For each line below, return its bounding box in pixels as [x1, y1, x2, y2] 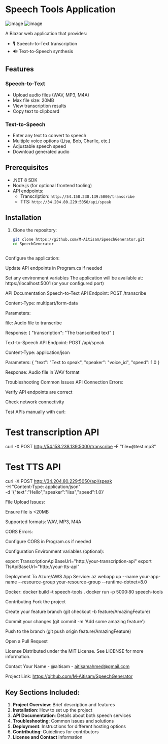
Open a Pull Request [5, 638, 48, 645]
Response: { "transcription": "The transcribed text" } [5, 330, 115, 336]
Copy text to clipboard [12, 108, 59, 114]
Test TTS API [5, 461, 61, 473]
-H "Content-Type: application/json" [5, 483, 81, 490]
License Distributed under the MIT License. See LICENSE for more [5, 648, 144, 654]
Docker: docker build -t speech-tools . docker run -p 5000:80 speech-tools [5, 589, 163, 595]
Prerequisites [5, 163, 49, 172]
